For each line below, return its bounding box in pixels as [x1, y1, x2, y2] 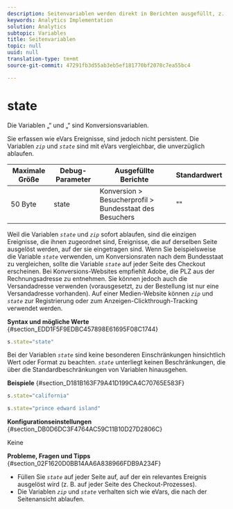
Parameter [55, 175, 92, 184]
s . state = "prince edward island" [7, 405, 101, 412]
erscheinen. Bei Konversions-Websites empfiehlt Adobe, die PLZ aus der [7, 267, 215, 275]
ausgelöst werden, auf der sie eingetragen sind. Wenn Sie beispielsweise [7, 245, 216, 253]
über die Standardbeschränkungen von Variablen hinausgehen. [7, 366, 189, 374]
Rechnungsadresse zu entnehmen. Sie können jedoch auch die [7, 274, 188, 282]
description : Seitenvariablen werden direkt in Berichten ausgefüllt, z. [7, 10, 225, 17]
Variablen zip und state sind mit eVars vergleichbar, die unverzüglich [7, 142, 205, 150]
